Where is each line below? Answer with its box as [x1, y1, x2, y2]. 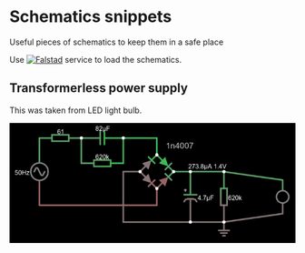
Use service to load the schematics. [9, 54, 182, 65]
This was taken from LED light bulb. [9, 105, 143, 116]
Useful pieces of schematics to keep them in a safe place [9, 36, 224, 47]
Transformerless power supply [9, 80, 189, 96]
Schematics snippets [9, 6, 172, 27]
